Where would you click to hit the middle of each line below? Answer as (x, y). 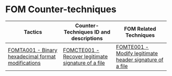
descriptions (87, 38)
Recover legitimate (85, 56)
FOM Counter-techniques (61, 9)
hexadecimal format (32, 56)
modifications (24, 63)
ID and (102, 32)
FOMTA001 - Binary (33, 50)
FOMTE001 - (132, 47)
